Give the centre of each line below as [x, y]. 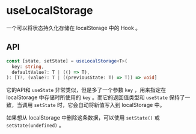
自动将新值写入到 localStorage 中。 [121, 105]
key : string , [28, 67]
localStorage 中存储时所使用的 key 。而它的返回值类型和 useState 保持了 [96, 97]
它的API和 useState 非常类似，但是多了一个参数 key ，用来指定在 [86, 90]
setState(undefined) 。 [35, 125]
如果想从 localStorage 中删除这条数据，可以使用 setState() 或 [83, 118]
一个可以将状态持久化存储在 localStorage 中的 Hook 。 [74, 28]
